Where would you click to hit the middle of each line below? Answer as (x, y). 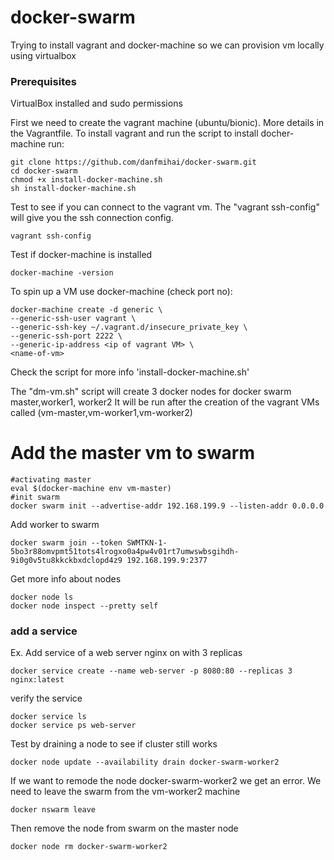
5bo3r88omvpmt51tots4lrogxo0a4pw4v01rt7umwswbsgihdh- (125, 552)
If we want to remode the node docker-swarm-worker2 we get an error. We (166, 781)
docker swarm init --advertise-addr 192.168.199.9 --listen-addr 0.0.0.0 (167, 506)
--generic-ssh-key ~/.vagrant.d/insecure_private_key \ (129, 327)
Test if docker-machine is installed (81, 255)
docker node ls (42, 597)
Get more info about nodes (66, 579)
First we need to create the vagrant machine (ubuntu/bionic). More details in (167, 123)
